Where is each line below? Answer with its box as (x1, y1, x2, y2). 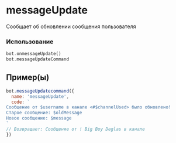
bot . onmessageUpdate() (6, 51, 61, 57)
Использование (6, 38, 54, 46)
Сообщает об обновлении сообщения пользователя (6, 23, 136, 30)
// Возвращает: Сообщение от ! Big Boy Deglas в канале (6, 126, 145, 132)
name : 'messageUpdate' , (11, 93, 69, 100)
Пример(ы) (6, 73, 50, 83)
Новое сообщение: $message (6, 115, 72, 121)
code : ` (11, 99, 30, 105)
